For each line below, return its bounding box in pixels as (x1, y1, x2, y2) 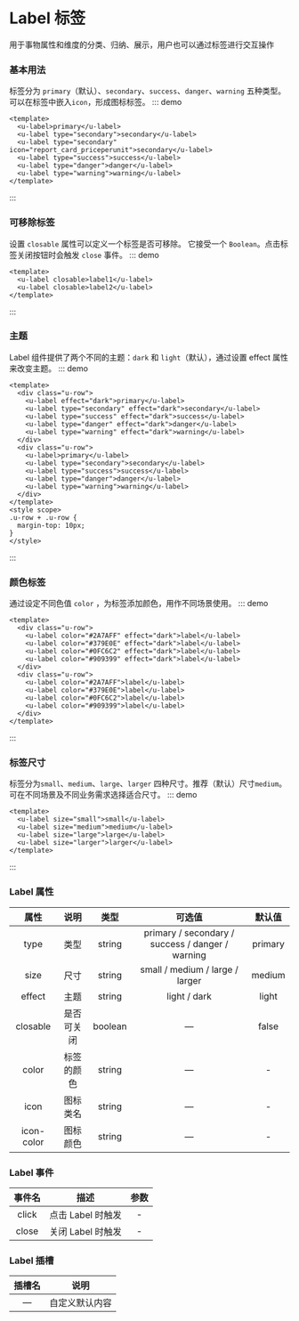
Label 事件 (9, 1166, 54, 1179)
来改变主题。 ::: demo (9, 362, 89, 374)
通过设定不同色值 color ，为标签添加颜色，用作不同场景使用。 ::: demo (9, 598, 269, 609)
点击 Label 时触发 (49, 1209, 122, 1221)
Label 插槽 (9, 1254, 54, 1267)
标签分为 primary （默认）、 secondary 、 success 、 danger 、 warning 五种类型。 (9, 85, 287, 96)
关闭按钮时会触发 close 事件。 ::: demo (16, 249, 160, 260)
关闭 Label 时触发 (49, 1226, 122, 1238)
